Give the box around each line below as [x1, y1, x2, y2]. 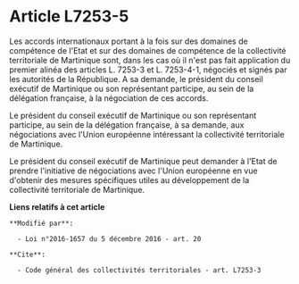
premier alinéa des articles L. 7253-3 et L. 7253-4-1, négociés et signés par [9, 64, 287, 75]
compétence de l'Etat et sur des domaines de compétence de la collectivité [9, 45, 287, 55]
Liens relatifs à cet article [9, 201, 105, 212]
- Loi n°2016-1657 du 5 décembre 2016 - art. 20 [17, 234, 202, 243]
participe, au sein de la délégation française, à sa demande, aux [9, 119, 245, 130]
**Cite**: [9, 250, 46, 259]
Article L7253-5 [9, 6, 129, 27]
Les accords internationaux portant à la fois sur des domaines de [9, 36, 248, 46]
